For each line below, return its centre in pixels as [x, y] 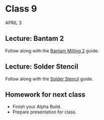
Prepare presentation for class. [44, 112]
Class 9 [21, 9]
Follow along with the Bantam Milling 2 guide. [52, 50]
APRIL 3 [13, 23]
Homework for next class [45, 95]
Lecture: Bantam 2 [35, 39]
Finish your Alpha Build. [37, 107]
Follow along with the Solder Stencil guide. [49, 79]
